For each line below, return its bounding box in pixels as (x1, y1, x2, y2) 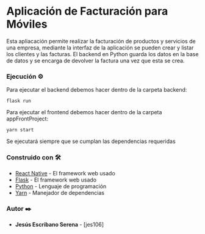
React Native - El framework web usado (15, 169, 116, 177)
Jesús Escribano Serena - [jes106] (15, 221, 104, 228)
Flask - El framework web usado (15, 176, 97, 183)
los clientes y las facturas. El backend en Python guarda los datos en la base (6, 50, 199, 57)
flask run (6, 98, 32, 104)
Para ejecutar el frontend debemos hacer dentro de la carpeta (6, 109, 162, 116)
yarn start (6, 127, 34, 133)
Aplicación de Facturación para (6, 4, 168, 18)
